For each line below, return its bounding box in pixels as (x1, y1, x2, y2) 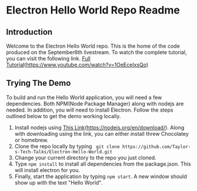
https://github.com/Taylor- (122, 143, 191, 150)
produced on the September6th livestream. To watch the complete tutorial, (6, 49, 187, 56)
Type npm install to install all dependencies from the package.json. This (14, 160, 191, 167)
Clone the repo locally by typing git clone (14, 142, 120, 150)
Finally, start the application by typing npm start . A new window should (14, 173, 187, 180)
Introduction (6, 27, 53, 37)
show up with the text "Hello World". (14, 179, 103, 186)
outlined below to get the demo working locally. (6, 112, 121, 119)
